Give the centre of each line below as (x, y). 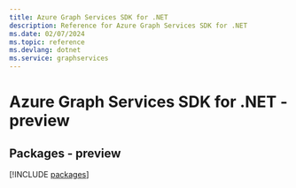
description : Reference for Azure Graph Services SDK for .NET (129, 26)
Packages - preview (65, 153)
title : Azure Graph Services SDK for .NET (89, 17)
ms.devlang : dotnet (45, 50)
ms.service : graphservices (59, 58)
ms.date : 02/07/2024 (47, 34)
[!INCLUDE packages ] (49, 174)
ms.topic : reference (47, 42)
